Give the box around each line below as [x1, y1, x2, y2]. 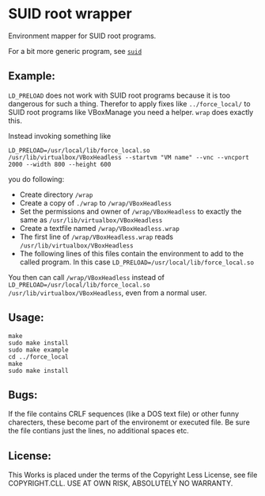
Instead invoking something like [8, 131, 112, 140]
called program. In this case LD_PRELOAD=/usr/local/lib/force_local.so [19, 257, 255, 267]
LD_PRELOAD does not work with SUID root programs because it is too [8, 90, 231, 100]
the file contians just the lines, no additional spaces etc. [8, 426, 190, 436]
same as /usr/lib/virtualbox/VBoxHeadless [19, 215, 163, 225]
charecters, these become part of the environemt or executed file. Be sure [8, 417, 251, 427]
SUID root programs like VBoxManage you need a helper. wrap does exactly [8, 107, 254, 117]
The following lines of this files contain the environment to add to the [19, 248, 244, 258]
